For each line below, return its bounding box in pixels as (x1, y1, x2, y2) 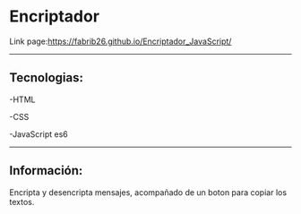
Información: (9, 163, 83, 178)
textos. (9, 196, 35, 207)
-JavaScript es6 (9, 128, 69, 140)
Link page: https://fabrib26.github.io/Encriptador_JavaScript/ (9, 36, 232, 47)
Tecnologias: (9, 70, 83, 86)
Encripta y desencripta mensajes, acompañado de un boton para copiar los (9, 186, 288, 198)
